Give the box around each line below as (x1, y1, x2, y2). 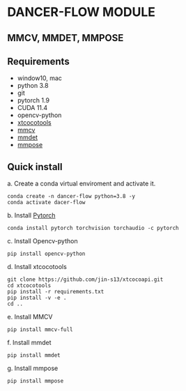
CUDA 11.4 (17, 104, 48, 112)
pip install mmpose (7, 378, 64, 385)
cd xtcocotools (7, 282, 52, 289)
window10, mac (17, 74, 63, 82)
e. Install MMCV (7, 313, 53, 321)
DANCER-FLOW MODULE (7, 4, 155, 20)
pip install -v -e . (7, 294, 68, 302)
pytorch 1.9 (17, 96, 50, 105)
